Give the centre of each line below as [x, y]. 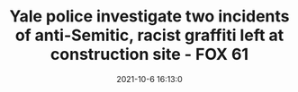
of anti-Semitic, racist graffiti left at [149, 35]
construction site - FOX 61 [149, 54]
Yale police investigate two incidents [149, 17]
